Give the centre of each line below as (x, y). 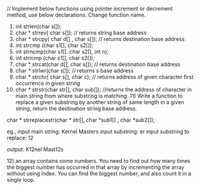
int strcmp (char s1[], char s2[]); (54, 45)
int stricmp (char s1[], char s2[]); (55, 58)
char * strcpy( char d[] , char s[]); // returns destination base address (100, 39)
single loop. (21, 180)
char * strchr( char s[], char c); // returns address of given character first (104, 77)
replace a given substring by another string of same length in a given (100, 102)
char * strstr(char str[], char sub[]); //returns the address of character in (104, 89)
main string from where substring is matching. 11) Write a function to (99, 96)
